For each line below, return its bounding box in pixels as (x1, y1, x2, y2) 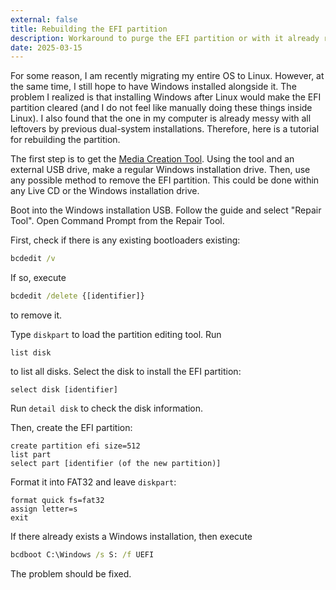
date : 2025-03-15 (10, 42, 83, 53)
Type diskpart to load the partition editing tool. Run (10, 329, 222, 340)
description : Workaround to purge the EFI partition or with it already (10, 33, 320, 43)
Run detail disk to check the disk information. (10, 402, 204, 414)
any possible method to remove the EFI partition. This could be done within (10, 174, 320, 186)
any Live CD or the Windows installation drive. (10, 185, 200, 197)
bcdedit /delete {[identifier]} (10, 291, 145, 301)
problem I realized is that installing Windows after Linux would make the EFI (10, 91, 322, 103)
